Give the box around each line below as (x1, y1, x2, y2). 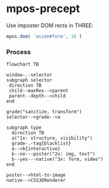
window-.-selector (6, 72, 52, 78)
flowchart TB (6, 61, 39, 67)
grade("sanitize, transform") (6, 109, 83, 115)
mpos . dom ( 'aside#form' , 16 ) (6, 33, 83, 39)
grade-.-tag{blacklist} (11, 140, 71, 146)
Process (6, 48, 31, 56)
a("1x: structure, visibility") (11, 135, 93, 142)
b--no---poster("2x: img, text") (11, 151, 96, 157)
